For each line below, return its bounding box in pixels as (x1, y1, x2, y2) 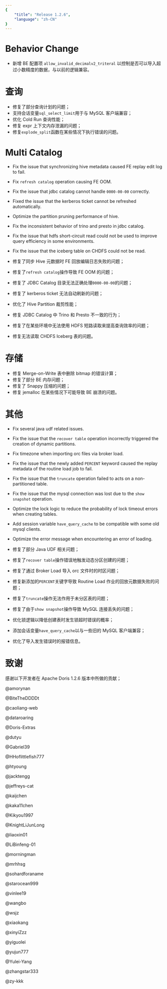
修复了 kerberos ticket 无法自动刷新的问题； (12, 291, 104, 297)
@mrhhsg (5, 861, 26, 867)
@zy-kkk (5, 978, 24, 984)
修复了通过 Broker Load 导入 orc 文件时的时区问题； (12, 568, 120, 574)
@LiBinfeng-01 (5, 841, 36, 847)
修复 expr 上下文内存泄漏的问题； (12, 123, 82, 129)
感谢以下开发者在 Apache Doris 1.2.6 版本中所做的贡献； (5, 675, 121, 681)
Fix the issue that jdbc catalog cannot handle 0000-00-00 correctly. (12, 188, 150, 194)
